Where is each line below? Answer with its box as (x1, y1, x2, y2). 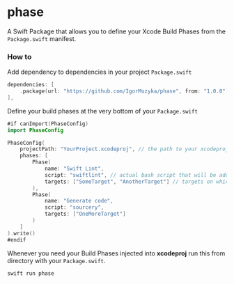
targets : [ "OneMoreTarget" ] (44, 210, 127, 218)
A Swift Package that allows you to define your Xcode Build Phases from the (7, 27, 226, 35)
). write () (7, 230, 36, 237)
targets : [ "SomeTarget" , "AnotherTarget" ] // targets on (44, 178, 214, 185)
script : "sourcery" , (44, 204, 104, 211)
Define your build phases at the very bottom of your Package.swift (7, 106, 198, 115)
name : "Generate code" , (44, 198, 114, 205)
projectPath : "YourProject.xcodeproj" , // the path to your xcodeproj (19, 145, 229, 153)
